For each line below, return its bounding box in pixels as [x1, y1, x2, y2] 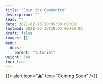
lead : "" [5, 17, 24, 22]
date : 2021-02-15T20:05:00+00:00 [5, 21, 76, 27]
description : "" [5, 12, 40, 17]
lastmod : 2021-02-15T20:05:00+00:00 [5, 26, 83, 31]
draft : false [5, 31, 33, 36]
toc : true [5, 59, 26, 64]
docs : [10, 45, 22, 50]
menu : [5, 40, 17, 46]
